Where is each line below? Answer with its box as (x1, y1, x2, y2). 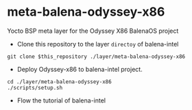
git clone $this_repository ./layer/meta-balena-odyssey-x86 (7, 53, 186, 60)
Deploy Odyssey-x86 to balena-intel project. (16, 65, 143, 73)
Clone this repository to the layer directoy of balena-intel (16, 40, 179, 48)
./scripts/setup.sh (7, 84, 63, 91)
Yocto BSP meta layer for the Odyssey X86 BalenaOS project (7, 27, 179, 35)
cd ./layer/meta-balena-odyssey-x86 (7, 78, 112, 85)
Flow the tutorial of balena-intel (16, 96, 106, 105)
